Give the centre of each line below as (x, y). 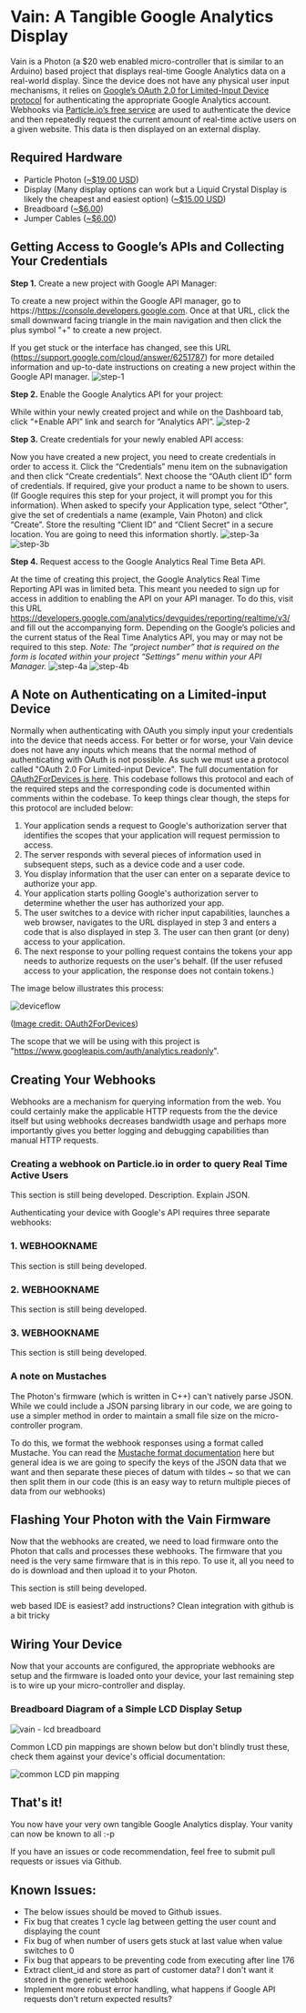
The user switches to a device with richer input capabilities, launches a (157, 913)
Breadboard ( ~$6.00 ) (63, 208)
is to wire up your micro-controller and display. (98, 1685)
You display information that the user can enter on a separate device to (157, 874)
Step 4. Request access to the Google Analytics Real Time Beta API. (138, 561)
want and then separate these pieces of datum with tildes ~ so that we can (150, 1471)
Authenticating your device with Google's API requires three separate (140, 1213)
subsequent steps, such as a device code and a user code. (134, 864)
